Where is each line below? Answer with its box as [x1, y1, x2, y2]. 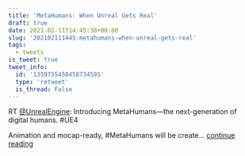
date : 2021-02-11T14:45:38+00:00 [8, 26, 119, 34]
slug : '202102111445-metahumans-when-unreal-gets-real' [8, 33, 197, 42]
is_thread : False [15, 85, 73, 93]
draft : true [8, 19, 48, 27]
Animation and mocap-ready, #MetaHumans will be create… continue [8, 131, 235, 140]
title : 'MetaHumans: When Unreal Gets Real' [8, 11, 158, 20]
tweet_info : [8, 63, 48, 71]
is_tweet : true [8, 56, 59, 64]
